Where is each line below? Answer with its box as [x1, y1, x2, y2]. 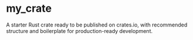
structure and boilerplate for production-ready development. [6, 27, 153, 34]
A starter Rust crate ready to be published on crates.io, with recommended [6, 21, 188, 28]
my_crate [6, 2, 52, 15]
